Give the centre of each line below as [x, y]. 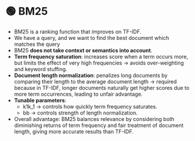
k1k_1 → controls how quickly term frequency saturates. [90, 106]
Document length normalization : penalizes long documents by [91, 75]
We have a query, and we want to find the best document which [91, 38]
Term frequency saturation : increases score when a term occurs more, [101, 56]
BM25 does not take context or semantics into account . [83, 50]
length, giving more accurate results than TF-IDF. [74, 131]
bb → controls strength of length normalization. [80, 113]
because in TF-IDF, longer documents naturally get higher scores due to [102, 88]
